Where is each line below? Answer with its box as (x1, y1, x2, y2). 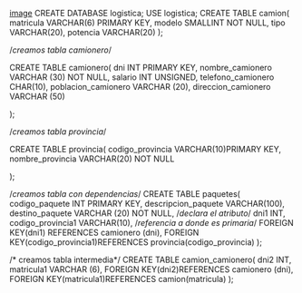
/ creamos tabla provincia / (9, 126, 107, 137)
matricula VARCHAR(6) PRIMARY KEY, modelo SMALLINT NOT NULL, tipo (9, 17, 286, 28)
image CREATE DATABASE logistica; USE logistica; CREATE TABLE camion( (9, 8, 290, 18)
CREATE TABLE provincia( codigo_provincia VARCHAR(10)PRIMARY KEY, (9, 144, 282, 154)
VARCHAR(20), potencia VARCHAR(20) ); (9, 27, 163, 37)
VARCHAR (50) (9, 91, 65, 102)
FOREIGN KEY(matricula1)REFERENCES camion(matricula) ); (9, 274, 234, 284)
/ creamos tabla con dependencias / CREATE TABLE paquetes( (9, 189, 240, 199)
